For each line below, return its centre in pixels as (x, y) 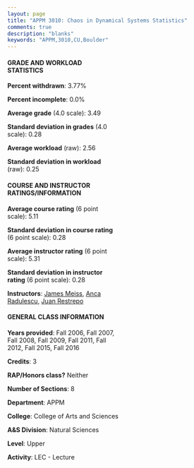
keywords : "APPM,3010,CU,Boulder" (58, 40)
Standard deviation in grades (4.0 (57, 127)
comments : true (30, 27)
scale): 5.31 (24, 258)
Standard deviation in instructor (55, 272)
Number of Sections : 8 (41, 388)
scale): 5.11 (23, 216)
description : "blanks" (41, 34)
